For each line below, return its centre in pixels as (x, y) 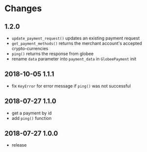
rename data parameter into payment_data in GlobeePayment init (74, 59)
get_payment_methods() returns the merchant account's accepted (77, 43)
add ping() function (32, 118)
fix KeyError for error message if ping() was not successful (71, 86)
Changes (23, 9)
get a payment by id (32, 113)
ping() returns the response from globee (53, 54)
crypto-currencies (30, 48)
